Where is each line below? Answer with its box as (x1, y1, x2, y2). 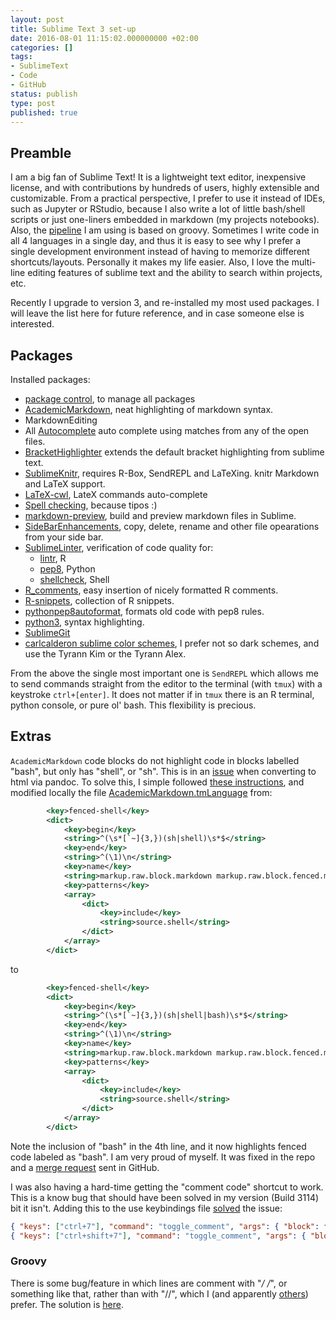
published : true (10, 107, 78, 118)
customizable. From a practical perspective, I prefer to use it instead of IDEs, (10, 192, 326, 205)
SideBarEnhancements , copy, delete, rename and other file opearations (24, 521, 320, 532)
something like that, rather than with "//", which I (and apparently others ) (10, 1287, 309, 1300)
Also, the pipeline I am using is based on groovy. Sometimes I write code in (10, 224, 320, 236)
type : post (10, 98, 56, 108)
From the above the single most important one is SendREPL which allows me (10, 667, 319, 679)
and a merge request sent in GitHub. (10, 1161, 160, 1173)
